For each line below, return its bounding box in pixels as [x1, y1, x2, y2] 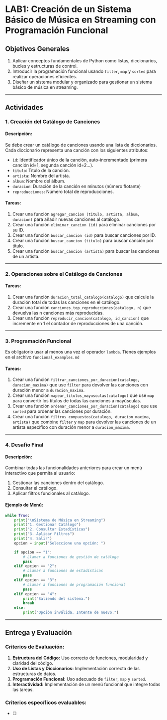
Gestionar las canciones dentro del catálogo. [12, 480, 104, 486]
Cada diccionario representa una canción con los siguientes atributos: [5, 147, 149, 153]
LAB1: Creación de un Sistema [5, 3, 132, 15]
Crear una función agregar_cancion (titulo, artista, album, [12, 211, 140, 217]
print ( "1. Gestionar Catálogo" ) [14, 522, 81, 527]
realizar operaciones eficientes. [12, 74, 77, 79]
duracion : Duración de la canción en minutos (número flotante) [12, 183, 141, 189]
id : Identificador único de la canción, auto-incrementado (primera [12, 157, 148, 163]
